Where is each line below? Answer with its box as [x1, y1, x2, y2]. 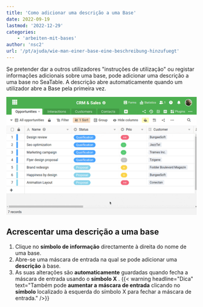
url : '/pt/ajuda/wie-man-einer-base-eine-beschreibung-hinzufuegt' [6, 48, 180, 54]
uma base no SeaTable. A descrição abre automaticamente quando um [6, 78, 183, 85]
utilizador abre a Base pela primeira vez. [6, 85, 107, 92]
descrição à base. [14, 262, 61, 269]
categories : [6, 29, 36, 35]
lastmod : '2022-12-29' [6, 22, 63, 28]
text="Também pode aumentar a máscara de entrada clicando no [14, 282, 181, 289]
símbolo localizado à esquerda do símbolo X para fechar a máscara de [14, 288, 192, 295]
